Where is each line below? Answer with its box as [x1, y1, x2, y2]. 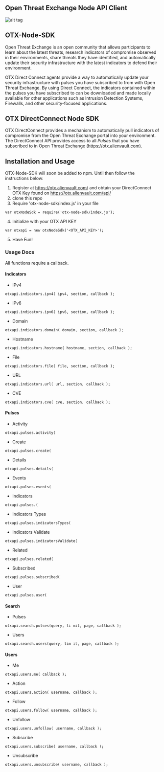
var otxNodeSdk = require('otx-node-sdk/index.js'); [5, 210, 115, 215]
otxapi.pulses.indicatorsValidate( [5, 538, 78, 544]
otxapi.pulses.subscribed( [5, 574, 60, 579]
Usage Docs [5, 249, 35, 256]
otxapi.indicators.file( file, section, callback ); [5, 363, 115, 368]
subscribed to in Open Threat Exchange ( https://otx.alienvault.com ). [5, 143, 142, 149]
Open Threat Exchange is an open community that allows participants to [5, 44, 151, 50]
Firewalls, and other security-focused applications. [5, 100, 108, 106]
